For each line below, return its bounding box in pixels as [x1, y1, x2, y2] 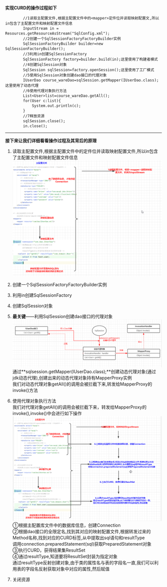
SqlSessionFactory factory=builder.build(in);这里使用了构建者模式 [23, 57, 158, 62]
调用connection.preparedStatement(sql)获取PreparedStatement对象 [12, 541, 152, 547]
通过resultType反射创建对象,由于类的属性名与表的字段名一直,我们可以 [12, 560, 155, 566]
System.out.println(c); [31, 103, 81, 108]
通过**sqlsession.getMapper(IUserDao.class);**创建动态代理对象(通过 [12, 369, 157, 375]
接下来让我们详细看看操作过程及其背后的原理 [5, 138, 97, 144]
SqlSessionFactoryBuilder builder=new [23, 41, 103, 46]
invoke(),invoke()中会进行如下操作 [12, 410, 82, 416]
